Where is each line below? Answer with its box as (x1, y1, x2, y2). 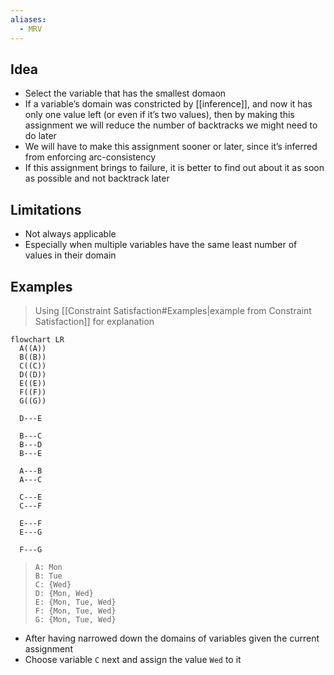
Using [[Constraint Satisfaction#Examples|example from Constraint (34, 304, 312, 316)
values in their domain (24, 249, 117, 261)
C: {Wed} (34, 579, 72, 590)
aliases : (10, 14, 47, 25)
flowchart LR (10, 334, 65, 345)
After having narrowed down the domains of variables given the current (24, 632, 320, 644)
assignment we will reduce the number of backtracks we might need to (24, 119, 318, 131)
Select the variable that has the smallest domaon (24, 87, 227, 100)
